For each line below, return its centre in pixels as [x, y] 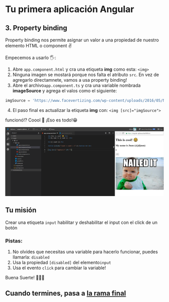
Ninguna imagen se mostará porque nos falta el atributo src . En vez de [86, 75]
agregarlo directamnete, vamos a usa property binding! [70, 80]
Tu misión [21, 210]
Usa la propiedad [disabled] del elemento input [62, 262]
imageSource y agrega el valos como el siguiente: [65, 91]
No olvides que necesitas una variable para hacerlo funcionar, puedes [85, 252]
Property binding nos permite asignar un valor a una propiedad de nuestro [82, 40]
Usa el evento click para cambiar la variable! [59, 268]
